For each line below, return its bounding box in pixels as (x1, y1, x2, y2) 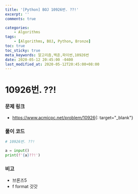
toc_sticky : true (5, 48, 41, 53)
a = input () (5, 148, 29, 153)
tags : (5, 34, 16, 39)
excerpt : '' (5, 12, 29, 17)
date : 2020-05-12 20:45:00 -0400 (5, 57, 73, 62)
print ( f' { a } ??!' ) (5, 153, 41, 158)
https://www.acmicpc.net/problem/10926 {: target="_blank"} (12, 114, 134, 120)
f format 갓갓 (12, 183, 38, 189)
